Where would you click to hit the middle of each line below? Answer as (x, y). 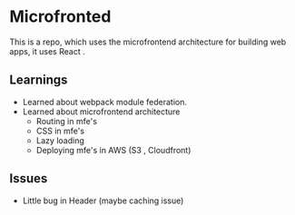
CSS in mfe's (60, 131)
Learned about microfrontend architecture (101, 112)
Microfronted (60, 17)
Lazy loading (60, 140)
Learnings (39, 80)
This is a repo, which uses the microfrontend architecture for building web (148, 42)
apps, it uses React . (47, 51)
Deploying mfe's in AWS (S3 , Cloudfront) (113, 150)
